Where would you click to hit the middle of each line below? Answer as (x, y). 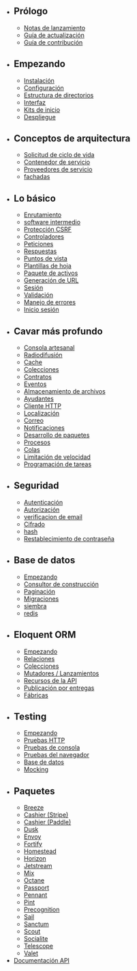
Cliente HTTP (42, 406)
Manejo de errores (50, 302)
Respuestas (40, 251)
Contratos (38, 377)
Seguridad (36, 486)
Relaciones (39, 658)
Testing (30, 716)
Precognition (42, 910)
